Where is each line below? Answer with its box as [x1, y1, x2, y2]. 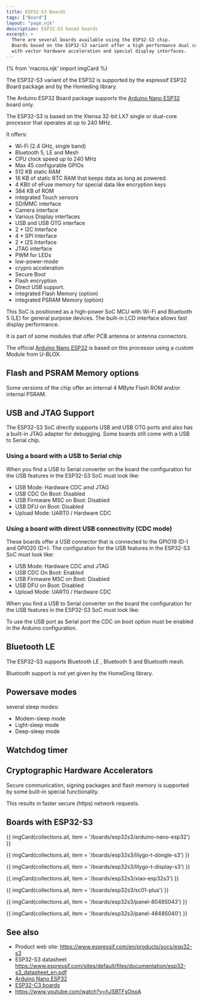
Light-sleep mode [14, 721, 59, 728]
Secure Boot [14, 270, 46, 278]
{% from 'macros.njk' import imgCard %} [6, 65, 108, 72]
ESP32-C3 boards [14, 982, 60, 989]
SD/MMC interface [14, 200, 61, 207]
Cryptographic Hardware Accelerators [6, 766, 153, 776]
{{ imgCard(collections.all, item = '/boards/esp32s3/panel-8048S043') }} [6, 898, 188, 905]
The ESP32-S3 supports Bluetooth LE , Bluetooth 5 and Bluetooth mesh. [6, 658, 185, 665]
